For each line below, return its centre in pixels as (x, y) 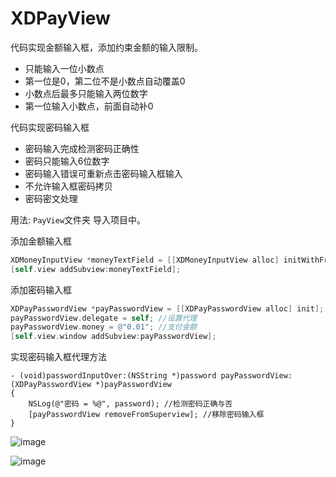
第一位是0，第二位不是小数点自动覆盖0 (105, 81)
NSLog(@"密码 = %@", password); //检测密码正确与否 (130, 404)
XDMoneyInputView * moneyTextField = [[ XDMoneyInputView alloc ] (145, 260)
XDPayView (60, 18)
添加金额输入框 (41, 241)
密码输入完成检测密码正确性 (82, 148)
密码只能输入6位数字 (67, 161)
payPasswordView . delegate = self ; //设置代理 (104, 318)
